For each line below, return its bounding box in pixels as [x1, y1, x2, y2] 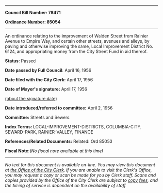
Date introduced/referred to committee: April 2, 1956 [5, 105, 113, 111]
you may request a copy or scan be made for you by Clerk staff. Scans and [5, 172, 156, 178]
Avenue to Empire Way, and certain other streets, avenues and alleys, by [5, 38, 149, 44]
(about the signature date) [5, 96, 57, 101]
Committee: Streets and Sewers [5, 115, 69, 120]
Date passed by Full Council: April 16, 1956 [5, 68, 92, 73]
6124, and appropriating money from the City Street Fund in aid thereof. [5, 49, 148, 54]
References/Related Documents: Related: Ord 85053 [5, 139, 113, 144]
